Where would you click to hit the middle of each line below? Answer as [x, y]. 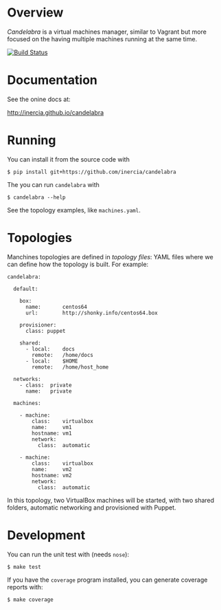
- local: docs [50, 349]
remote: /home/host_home [70, 367]
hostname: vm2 [52, 475]
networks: [27, 379]
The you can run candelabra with [53, 184]
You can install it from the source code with [69, 159]
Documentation [53, 80]
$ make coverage [30, 600]
